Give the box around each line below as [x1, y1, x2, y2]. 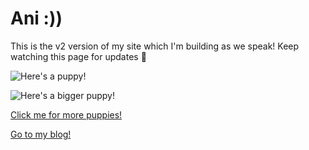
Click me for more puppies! [10, 108, 123, 121]
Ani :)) [10, 7, 63, 30]
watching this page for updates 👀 [10, 50, 147, 62]
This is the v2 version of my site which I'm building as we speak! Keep [10, 40, 300, 52]
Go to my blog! [10, 128, 72, 140]
